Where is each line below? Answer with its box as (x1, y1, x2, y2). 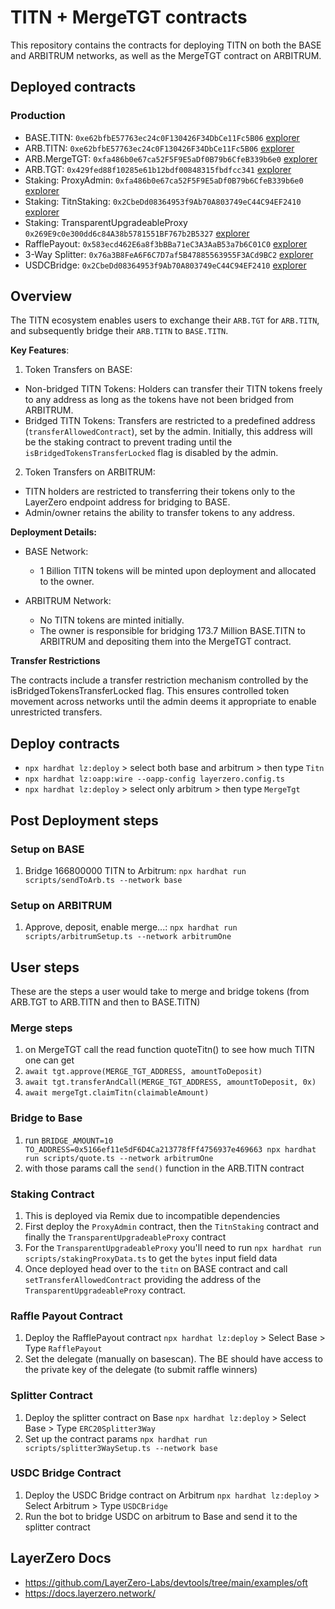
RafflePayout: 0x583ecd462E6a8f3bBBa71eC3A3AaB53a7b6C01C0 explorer (24, 237, 308, 250)
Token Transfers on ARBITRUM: (24, 466, 156, 478)
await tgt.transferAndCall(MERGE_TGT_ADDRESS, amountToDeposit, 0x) (24, 1077, 317, 1088)
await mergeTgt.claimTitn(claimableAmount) (24, 1088, 210, 1098)
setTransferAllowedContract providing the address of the (24, 1273, 262, 1285)
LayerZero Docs (10, 1550, 112, 1567)
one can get (24, 1054, 75, 1066)
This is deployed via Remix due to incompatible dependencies (24, 1209, 281, 1221)
